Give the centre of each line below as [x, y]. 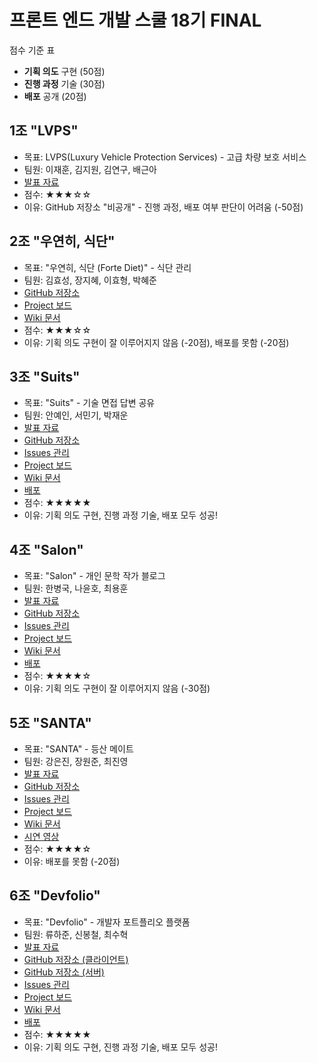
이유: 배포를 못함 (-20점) [72, 861]
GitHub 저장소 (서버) [64, 972]
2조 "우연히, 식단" [62, 241]
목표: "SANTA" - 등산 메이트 [78, 749]
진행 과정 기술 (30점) [64, 83]
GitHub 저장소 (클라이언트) [76, 959]
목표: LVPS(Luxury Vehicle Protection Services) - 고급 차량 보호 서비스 [165, 157]
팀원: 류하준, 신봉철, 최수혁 [76, 934]
